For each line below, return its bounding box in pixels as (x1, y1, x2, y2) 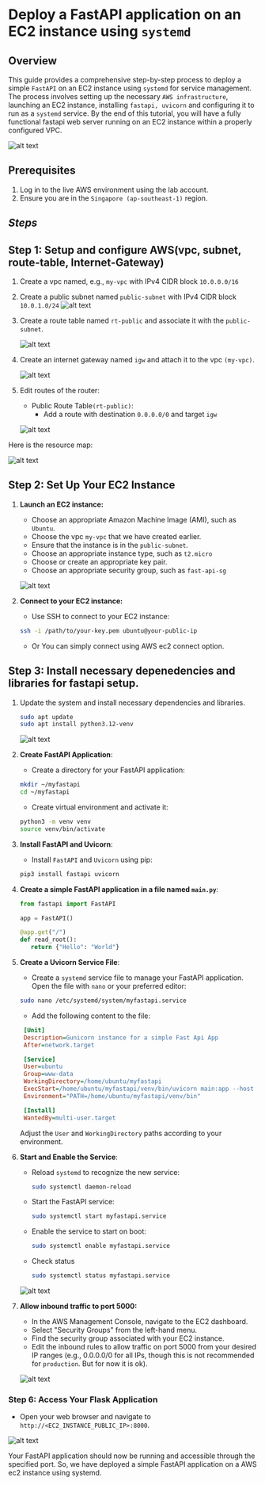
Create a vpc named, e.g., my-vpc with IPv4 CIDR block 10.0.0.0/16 (19, 277, 239, 286)
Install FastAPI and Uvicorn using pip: (31, 855, 153, 864)
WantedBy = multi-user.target (23, 1114, 116, 1122)
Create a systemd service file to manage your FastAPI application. (31, 973, 244, 982)
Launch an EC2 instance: (19, 499, 104, 509)
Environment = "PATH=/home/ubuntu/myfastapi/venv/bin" (23, 1092, 201, 1100)
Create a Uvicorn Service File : (19, 958, 120, 967)
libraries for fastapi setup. (8, 676, 140, 691)
